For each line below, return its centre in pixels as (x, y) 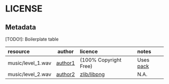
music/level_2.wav (30, 74)
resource (19, 51)
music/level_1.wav (30, 63)
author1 (66, 63)
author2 (66, 74)
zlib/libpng (92, 74)
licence (89, 51)
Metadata (21, 27)
